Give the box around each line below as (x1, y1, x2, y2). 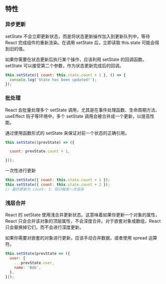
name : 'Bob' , (14, 265, 41, 270)
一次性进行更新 (5, 168, 36, 174)
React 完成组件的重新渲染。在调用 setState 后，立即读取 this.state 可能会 (5, 39, 155, 45)
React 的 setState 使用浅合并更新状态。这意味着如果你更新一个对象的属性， (5, 212, 160, 218)
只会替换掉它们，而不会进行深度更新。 (5, 224, 84, 231)
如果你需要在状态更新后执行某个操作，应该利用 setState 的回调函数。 (5, 56, 147, 62)
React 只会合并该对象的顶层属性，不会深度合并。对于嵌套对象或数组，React (5, 218, 161, 224)
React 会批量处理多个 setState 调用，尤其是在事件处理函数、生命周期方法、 (5, 107, 160, 113)
